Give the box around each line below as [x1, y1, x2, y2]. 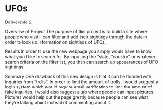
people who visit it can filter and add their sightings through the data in [5, 34, 147, 40]
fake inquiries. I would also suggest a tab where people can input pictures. [5, 89, 155, 95]
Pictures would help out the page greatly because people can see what [5, 94, 148, 100]
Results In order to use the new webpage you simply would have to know [5, 48, 152, 54]
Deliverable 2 [5, 19, 32, 25]
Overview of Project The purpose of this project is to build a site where [5, 28, 147, 34]
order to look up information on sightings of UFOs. [5, 39, 106, 44]
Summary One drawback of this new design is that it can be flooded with [5, 73, 152, 79]
